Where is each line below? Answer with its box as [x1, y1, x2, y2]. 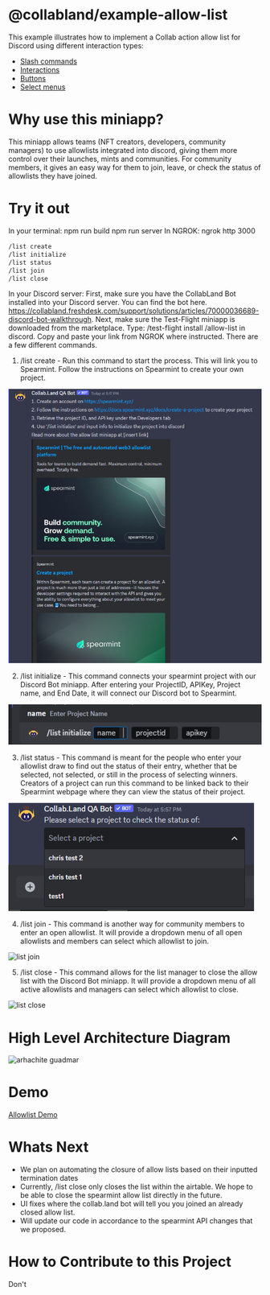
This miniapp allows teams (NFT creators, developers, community [8, 137, 227, 146]
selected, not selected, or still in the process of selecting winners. [19, 770, 239, 780]
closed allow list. [19, 1207, 76, 1217]
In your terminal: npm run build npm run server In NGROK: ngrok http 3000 [8, 225, 256, 235]
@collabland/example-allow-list [8, 6, 228, 24]
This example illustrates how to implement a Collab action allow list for [8, 32, 241, 42]
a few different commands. [8, 340, 98, 349]
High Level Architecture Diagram [8, 1029, 231, 1047]
